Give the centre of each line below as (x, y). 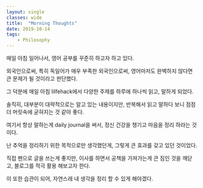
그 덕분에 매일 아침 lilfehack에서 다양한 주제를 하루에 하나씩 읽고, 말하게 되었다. (100, 91)
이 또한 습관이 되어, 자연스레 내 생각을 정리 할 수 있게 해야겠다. (80, 179)
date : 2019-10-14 (28, 29)
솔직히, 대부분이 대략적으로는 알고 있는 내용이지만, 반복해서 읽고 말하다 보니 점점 (101, 104)
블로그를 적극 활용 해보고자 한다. (52, 166)
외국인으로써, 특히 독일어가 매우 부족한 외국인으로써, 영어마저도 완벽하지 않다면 (100, 71)
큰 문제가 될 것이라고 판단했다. (42, 79)
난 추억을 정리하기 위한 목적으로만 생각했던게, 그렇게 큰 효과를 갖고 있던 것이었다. (102, 145)
